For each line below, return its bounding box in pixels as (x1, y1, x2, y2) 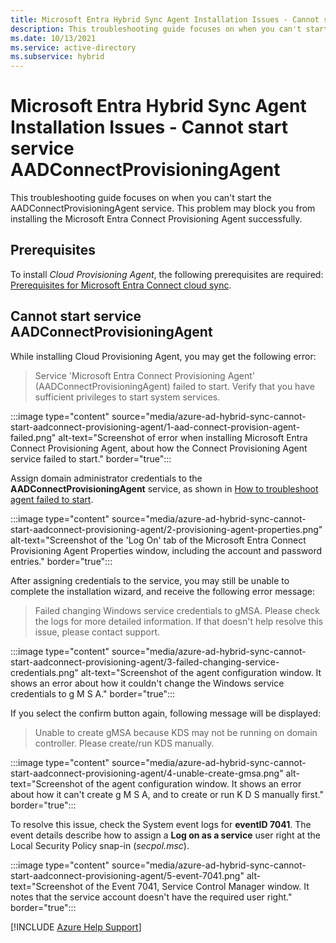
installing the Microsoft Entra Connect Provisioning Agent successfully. (10, 213, 303, 225)
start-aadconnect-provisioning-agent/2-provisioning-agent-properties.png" (10, 523, 323, 535)
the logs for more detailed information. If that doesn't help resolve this (34, 615, 324, 627)
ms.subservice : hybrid (10, 52, 105, 62)
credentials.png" (10, 666, 79, 678)
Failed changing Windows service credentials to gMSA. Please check (34, 604, 321, 616)
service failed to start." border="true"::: (10, 452, 172, 465)
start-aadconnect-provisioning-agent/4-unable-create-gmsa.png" (10, 767, 284, 779)
